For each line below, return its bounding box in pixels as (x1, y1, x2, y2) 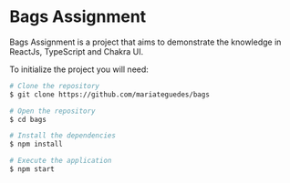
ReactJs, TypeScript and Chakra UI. (9, 46, 144, 56)
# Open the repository (9, 107, 96, 116)
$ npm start (9, 165, 55, 174)
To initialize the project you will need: (9, 64, 149, 75)
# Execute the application (9, 157, 112, 166)
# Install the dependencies (9, 131, 117, 140)
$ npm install (9, 139, 64, 149)
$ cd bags (9, 115, 47, 124)
